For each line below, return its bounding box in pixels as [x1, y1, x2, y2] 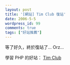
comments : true [5, 26, 36, 31]
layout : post [5, 7, 32, 12]
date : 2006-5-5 [5, 16, 36, 21]
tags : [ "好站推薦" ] [5, 30, 42, 35]
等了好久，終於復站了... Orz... [5, 44, 64, 50]
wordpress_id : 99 [5, 21, 41, 26]
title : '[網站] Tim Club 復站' [5, 12, 66, 17]
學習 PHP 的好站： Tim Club [5, 55, 62, 61]
